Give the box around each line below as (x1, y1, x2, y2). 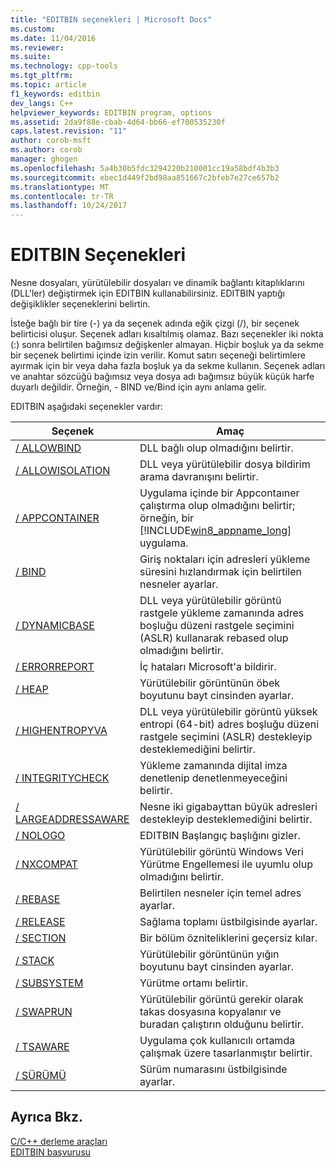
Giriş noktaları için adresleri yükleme (139, 552, 311, 566)
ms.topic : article (10, 80, 87, 90)
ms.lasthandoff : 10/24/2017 (10, 201, 128, 211)
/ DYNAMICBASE (15, 619, 95, 633)
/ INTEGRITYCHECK (15, 771, 110, 785)
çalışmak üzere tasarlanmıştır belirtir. (139, 1046, 313, 1060)
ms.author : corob (10, 145, 83, 155)
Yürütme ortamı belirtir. (139, 976, 248, 990)
